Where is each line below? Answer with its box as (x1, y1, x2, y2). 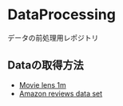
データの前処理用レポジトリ (7, 33, 99, 42)
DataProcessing (7, 6, 117, 24)
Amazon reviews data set (18, 88, 103, 98)
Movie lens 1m (18, 80, 67, 89)
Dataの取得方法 (7, 58, 85, 73)
